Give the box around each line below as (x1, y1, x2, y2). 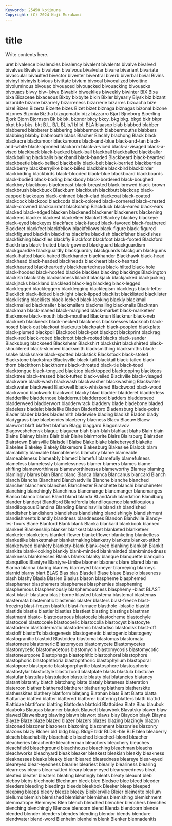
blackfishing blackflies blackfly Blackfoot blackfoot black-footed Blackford (5, 236, 163, 242)
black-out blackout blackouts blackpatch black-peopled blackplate (20, 324, 161, 330)
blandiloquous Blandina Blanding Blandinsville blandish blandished (5, 504, 146, 511)
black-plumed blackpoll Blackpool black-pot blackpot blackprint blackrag (5, 329, 160, 336)
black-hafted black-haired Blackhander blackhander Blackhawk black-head (5, 253, 165, 259)
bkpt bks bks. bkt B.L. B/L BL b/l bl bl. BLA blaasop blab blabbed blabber (5, 121, 159, 128)
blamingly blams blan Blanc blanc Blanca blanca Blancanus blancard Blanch (5, 471, 166, 478)
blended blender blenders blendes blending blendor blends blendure (5, 811, 151, 817)
